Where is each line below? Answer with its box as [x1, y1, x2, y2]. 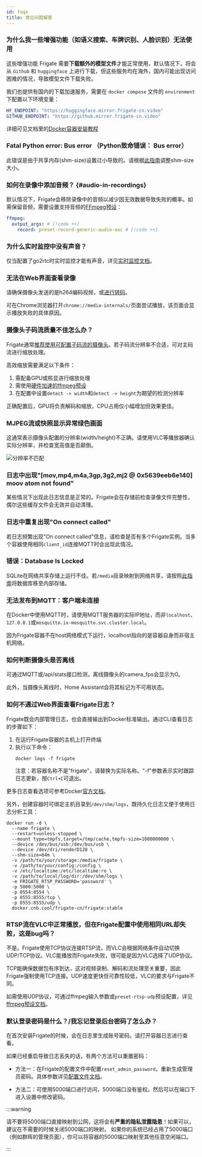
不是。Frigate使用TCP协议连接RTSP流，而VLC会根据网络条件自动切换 [6, 945, 180, 952]
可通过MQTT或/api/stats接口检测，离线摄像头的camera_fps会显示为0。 [6, 671, 184, 678]
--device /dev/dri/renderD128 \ [11, 846, 94, 853]
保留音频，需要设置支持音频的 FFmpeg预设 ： [11, 203, 122, 211]
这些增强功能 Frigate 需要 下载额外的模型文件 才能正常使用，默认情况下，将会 [6, 59, 197, 67]
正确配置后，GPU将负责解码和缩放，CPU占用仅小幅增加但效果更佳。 [6, 402, 177, 410]
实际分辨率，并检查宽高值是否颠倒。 [6, 441, 97, 449]
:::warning [6, 1105, 31, 1113]
